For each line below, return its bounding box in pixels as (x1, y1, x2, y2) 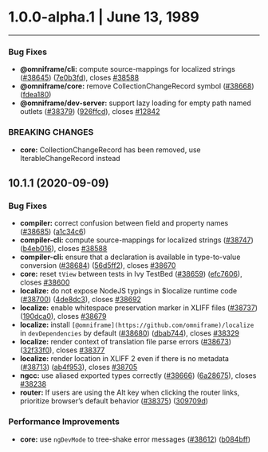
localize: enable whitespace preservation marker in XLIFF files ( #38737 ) (19, 303, 258, 312)
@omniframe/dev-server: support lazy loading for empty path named (19, 98, 251, 108)
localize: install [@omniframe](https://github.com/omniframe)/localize (19, 320, 254, 330)
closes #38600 (19, 277, 70, 287)
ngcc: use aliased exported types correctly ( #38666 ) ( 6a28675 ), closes (19, 371, 257, 380)
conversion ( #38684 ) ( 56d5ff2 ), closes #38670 (19, 261, 176, 270)
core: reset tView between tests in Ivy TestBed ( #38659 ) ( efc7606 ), (19, 269, 242, 279)
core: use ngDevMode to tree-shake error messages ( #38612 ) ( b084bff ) (19, 434, 251, 444)
